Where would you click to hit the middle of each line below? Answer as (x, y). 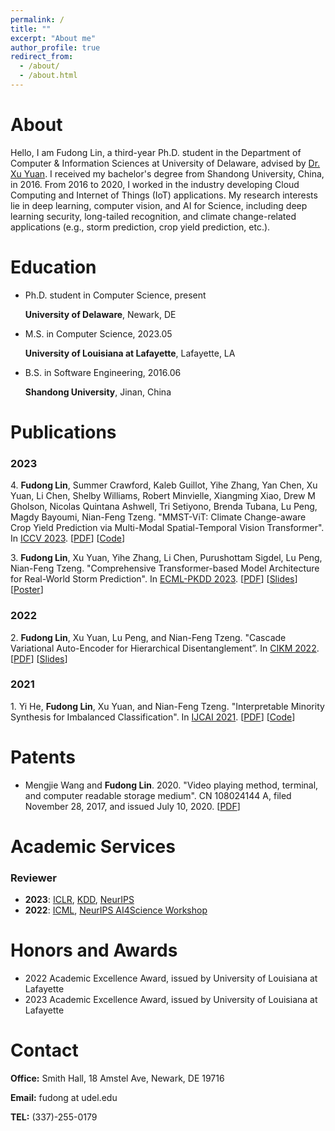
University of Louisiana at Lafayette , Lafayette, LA (130, 353)
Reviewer (33, 878)
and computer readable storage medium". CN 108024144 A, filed (158, 795)
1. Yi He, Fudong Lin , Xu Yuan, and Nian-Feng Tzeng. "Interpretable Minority (167, 706)
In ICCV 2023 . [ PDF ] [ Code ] (68, 538)
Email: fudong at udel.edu (64, 1098)
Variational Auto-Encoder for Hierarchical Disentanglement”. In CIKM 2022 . (165, 648)
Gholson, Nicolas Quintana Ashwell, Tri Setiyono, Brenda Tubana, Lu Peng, (164, 507)
